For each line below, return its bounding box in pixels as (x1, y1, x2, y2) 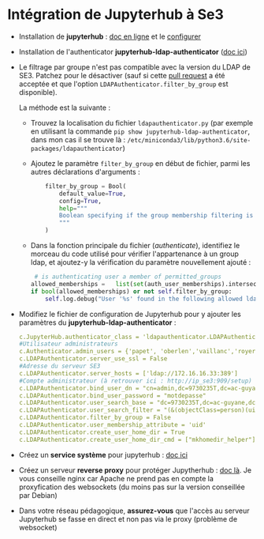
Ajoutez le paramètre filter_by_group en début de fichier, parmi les (30, 158, 251, 168)
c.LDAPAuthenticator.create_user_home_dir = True (18, 428, 186, 436)
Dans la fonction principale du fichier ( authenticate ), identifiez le (30, 241, 240, 251)
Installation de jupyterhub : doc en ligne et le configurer (18, 32, 202, 41)
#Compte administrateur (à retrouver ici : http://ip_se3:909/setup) (18, 377, 253, 385)
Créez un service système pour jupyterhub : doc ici (18, 450, 188, 459)
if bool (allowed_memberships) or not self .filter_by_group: (30, 287, 232, 296)
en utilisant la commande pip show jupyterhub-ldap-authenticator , (30, 126, 251, 136)
